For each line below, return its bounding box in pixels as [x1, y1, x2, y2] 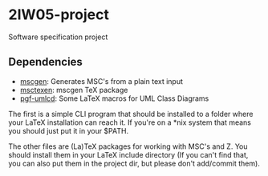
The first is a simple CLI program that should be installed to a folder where [8, 109, 254, 118]
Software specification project [8, 32, 108, 42]
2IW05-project [8, 6, 110, 24]
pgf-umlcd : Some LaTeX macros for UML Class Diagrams [19, 94, 209, 103]
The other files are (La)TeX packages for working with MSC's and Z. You [8, 142, 248, 151]
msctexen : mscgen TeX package [19, 85, 128, 94]
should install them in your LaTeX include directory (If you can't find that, [8, 150, 249, 159]
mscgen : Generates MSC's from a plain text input [19, 76, 183, 86]
